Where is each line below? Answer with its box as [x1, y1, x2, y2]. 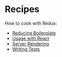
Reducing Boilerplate [12, 30, 56, 36]
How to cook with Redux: [5, 20, 57, 26]
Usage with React [12, 35, 49, 41]
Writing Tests [12, 46, 40, 52]
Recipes [5, 4, 40, 15]
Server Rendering [12, 40, 49, 46]
